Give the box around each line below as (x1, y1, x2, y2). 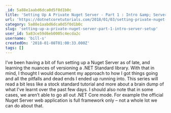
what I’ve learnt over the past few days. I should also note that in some (5, 86, 154, 92)
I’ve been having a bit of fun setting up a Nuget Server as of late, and (5, 59, 150, 65)
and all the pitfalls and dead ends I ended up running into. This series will (5, 75, 158, 81)
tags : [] (5, 45, 24, 50)
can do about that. (5, 102, 44, 108)
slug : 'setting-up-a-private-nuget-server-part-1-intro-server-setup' (5, 26, 158, 32)
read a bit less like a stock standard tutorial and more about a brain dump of (5, 81, 164, 87)
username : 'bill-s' (5, 36, 47, 41)
